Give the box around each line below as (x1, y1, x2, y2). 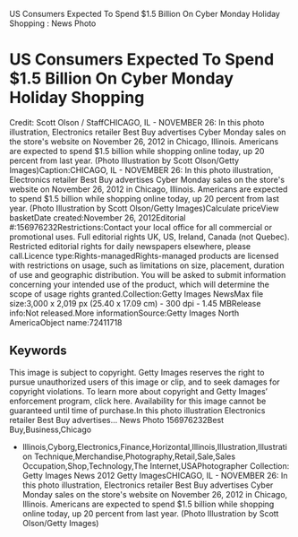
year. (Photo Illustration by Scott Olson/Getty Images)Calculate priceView (9, 203, 279, 213)
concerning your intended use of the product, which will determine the (9, 279, 270, 290)
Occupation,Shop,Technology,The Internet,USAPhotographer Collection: (21, 460, 290, 471)
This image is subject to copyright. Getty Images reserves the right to (9, 367, 265, 377)
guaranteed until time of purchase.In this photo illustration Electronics (9, 404, 266, 416)
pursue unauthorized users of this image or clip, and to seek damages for (9, 377, 280, 387)
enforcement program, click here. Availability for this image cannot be (9, 395, 267, 406)
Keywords (9, 343, 67, 359)
